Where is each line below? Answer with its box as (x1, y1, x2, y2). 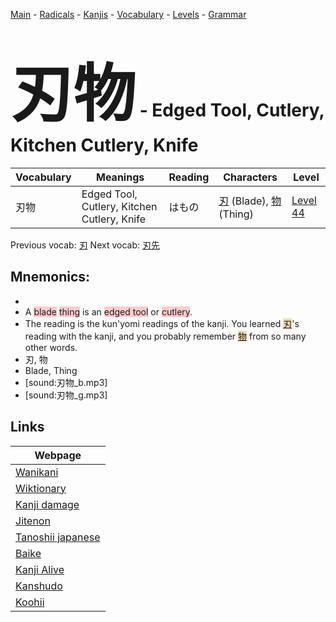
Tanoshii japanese (15, 530, 101, 544)
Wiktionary (15, 481, 67, 495)
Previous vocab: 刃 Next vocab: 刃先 (10, 239, 160, 251)
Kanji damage (15, 497, 80, 511)
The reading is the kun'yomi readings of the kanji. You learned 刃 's (24, 317, 300, 329)
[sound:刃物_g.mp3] (24, 389, 108, 401)
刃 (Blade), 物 (218, 194, 282, 208)
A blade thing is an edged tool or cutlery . (24, 305, 193, 318)
